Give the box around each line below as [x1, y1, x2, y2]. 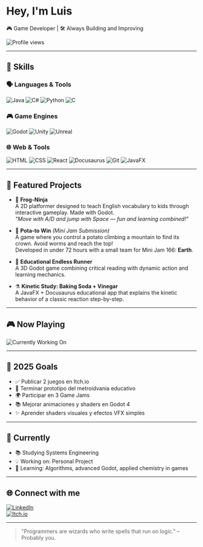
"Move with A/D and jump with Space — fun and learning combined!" [14, 215, 189, 223]
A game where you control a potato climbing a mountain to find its [14, 234, 179, 241]
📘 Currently [6, 433, 50, 443]
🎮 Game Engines [6, 112, 59, 120]
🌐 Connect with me [6, 488, 80, 498]
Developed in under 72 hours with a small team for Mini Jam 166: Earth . [14, 246, 193, 254]
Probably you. [21, 534, 56, 542]
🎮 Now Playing [6, 319, 65, 330]
